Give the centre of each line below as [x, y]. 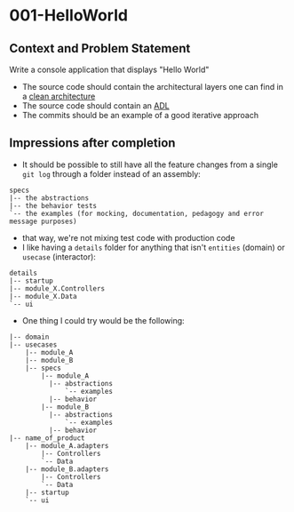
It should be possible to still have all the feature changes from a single [150, 164]
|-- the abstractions [49, 198]
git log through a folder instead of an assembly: [111, 173]
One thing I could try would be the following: [103, 320]
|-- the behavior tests [53, 205]
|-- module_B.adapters [67, 469]
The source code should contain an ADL [96, 106]
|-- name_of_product [48, 438]
